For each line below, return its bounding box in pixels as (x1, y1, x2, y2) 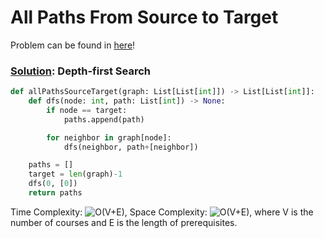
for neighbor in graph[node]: (46, 132, 172, 143)
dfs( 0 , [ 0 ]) (28, 179, 78, 189)
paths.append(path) (63, 114, 145, 125)
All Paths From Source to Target (10, 6, 279, 29)
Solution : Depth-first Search (10, 64, 152, 78)
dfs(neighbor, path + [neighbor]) (63, 142, 199, 152)
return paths (28, 188, 83, 198)
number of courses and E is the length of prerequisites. (10, 216, 238, 228)
